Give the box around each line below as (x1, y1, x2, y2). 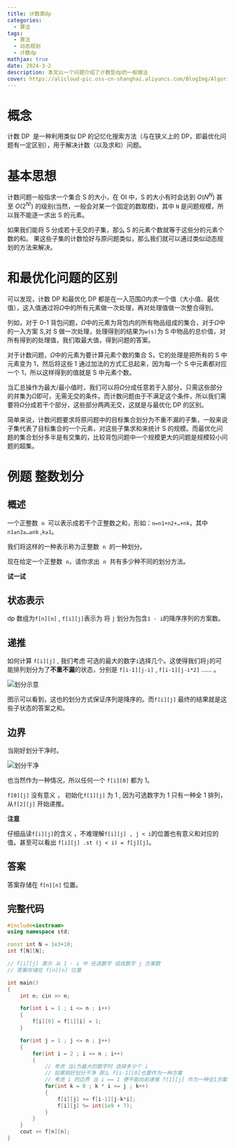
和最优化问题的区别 (7, 270, 118, 286)
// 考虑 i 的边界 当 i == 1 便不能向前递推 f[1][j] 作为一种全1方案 (44, 1076, 227, 1084)
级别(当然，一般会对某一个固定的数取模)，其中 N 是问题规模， (41, 202, 218, 210)
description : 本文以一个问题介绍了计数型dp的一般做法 (7, 69, 148, 76)
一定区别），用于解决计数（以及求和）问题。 (19, 141, 145, 149)
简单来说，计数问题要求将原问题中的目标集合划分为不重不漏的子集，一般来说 (7, 415, 228, 423)
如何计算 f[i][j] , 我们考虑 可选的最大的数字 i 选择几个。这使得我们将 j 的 (7, 657, 216, 665)
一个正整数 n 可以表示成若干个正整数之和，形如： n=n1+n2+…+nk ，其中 (7, 519, 208, 527)
